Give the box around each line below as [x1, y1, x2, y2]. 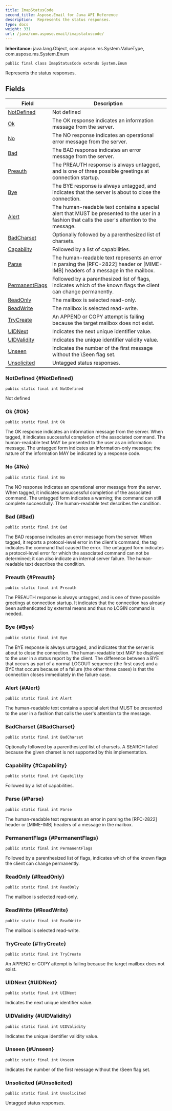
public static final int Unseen [5, 1057, 74, 1062]
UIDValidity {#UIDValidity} [5, 1013, 72, 1020]
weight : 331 [5, 27, 31, 32]
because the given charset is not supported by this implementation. [5, 749, 147, 756]
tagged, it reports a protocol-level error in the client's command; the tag [5, 539, 157, 545]
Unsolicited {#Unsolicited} [5, 1079, 73, 1086]
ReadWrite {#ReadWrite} [5, 906, 69, 914]
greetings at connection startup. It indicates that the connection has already [5, 600, 165, 606]
